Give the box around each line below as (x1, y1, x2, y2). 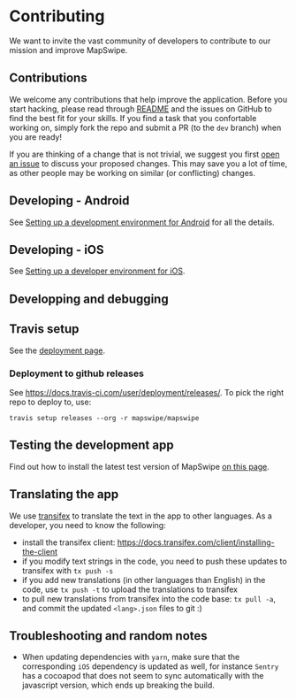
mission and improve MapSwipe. (9, 44, 128, 55)
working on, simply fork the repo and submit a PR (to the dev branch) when (9, 122, 282, 133)
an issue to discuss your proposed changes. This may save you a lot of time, (9, 157, 288, 169)
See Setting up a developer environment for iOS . (9, 265, 186, 276)
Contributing (9, 6, 105, 27)
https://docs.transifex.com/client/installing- (117, 537, 276, 548)
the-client (21, 546, 58, 557)
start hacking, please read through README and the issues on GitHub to (9, 104, 272, 114)
